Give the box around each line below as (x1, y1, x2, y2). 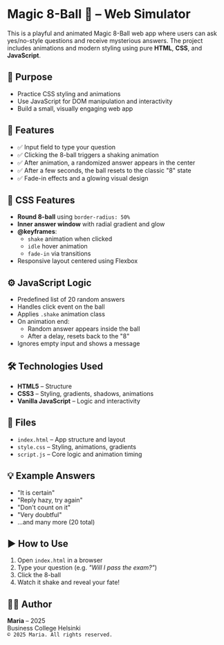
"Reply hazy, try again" (17, 496, 83, 504)
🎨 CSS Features (7, 194, 75, 206)
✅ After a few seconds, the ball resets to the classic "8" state (17, 166, 192, 174)
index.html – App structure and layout (17, 435, 126, 444)
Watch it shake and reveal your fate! (17, 578, 120, 587)
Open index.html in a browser (17, 556, 103, 565)
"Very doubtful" (17, 510, 62, 518)
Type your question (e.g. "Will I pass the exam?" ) (17, 563, 158, 572)
